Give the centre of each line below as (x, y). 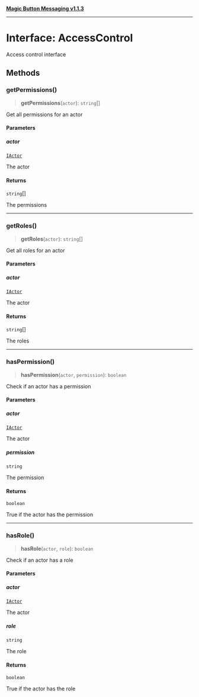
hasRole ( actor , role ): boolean (57, 548)
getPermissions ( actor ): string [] (60, 103)
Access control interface (36, 54)
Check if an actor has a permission (49, 386)
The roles (18, 341)
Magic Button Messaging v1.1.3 (45, 9)
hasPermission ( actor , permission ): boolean (73, 375)
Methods (23, 73)
